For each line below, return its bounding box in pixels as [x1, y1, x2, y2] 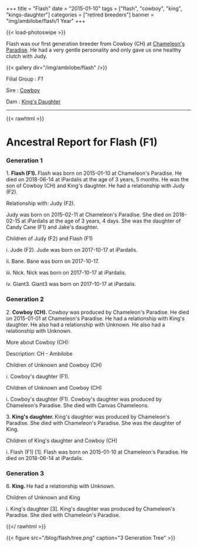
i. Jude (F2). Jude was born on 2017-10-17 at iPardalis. [6, 247, 138, 254]
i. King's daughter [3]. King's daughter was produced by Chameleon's [6, 505, 175, 512]
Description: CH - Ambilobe [6, 350, 73, 357]
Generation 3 [6, 469, 44, 477]
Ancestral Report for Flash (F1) [6, 136, 158, 149]
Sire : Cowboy [6, 87, 40, 93]
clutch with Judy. [6, 53, 48, 59]
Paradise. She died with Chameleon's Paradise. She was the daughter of [6, 419, 181, 426]
